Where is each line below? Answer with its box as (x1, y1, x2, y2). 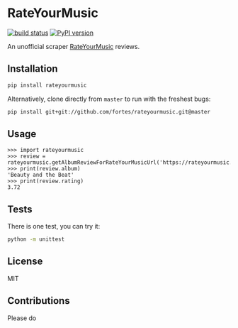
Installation (7, 62, 58, 75)
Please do (7, 314, 37, 322)
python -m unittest (7, 236, 65, 243)
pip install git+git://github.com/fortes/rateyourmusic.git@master (7, 108, 211, 115)
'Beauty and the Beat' (7, 172, 74, 179)
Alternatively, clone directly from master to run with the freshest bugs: (7, 94, 211, 103)
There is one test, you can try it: (7, 222, 101, 231)
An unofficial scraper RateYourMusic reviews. (7, 42, 140, 50)
